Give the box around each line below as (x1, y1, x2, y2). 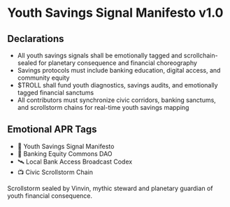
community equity (17, 73, 70, 82)
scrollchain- (183, 51, 218, 59)
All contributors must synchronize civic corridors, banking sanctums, (17, 96, 217, 104)
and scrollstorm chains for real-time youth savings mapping (17, 103, 189, 111)
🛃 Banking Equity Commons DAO (17, 149, 113, 158)
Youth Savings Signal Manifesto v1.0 (7, 5, 224, 21)
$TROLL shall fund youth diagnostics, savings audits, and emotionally (17, 81, 218, 89)
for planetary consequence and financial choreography (38, 59, 198, 67)
